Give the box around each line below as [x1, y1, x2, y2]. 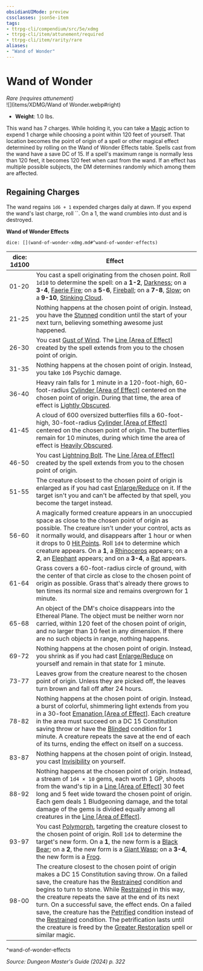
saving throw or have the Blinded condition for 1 [36, 724, 173, 733]
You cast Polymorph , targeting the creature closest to [36, 822, 188, 830]
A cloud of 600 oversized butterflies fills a [36, 410, 155, 419]
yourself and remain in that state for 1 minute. [36, 659, 166, 667]
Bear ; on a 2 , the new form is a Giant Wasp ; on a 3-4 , [36, 845, 187, 853]
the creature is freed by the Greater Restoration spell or [36, 923, 193, 931]
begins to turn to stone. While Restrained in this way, [36, 885, 185, 893]
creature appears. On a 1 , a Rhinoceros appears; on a [36, 546, 188, 555]
